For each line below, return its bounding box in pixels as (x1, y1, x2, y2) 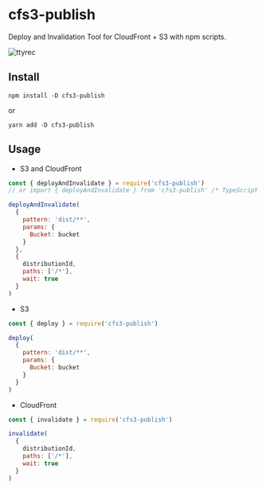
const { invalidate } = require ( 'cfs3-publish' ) (8, 416, 173, 424)
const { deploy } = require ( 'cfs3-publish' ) (8, 319, 158, 327)
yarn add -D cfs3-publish (8, 121, 94, 129)
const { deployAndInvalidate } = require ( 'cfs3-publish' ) (8, 179, 205, 187)
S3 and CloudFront (19, 163, 82, 173)
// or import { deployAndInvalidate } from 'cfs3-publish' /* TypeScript (8, 186, 259, 194)
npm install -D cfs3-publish (8, 92, 105, 100)
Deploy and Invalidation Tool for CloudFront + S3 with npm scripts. (8, 32, 227, 41)
